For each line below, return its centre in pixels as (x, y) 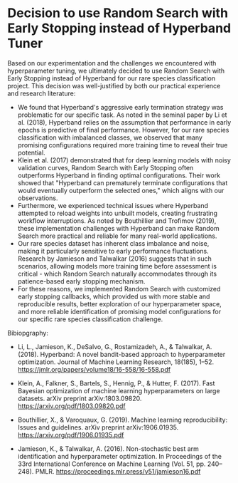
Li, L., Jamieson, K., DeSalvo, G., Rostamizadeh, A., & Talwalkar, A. (115, 346)
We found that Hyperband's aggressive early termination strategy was (120, 107)
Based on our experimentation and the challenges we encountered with (112, 63)
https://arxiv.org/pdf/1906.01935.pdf (71, 435)
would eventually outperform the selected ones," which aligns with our (121, 190)
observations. (38, 198)
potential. (31, 152)
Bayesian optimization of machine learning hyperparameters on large (119, 390)
